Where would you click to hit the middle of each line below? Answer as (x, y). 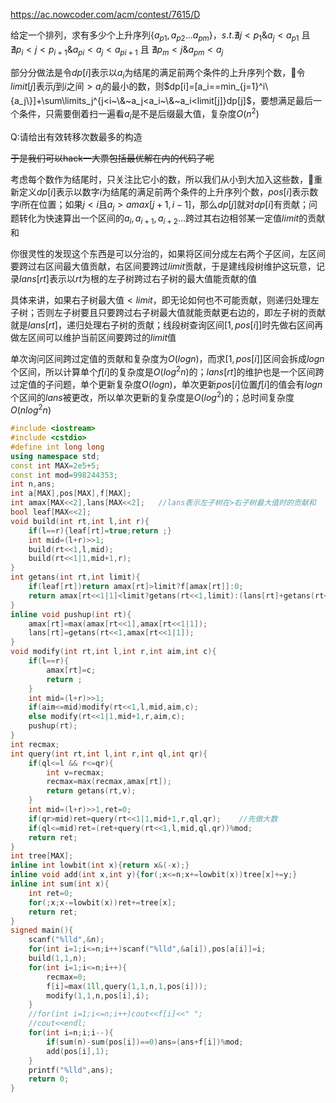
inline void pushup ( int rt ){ (71, 614)
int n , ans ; (33, 484)
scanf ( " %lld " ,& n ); (66, 940)
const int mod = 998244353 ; (64, 475)
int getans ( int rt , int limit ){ (75, 577)
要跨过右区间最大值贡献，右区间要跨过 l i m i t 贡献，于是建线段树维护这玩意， (163, 266)
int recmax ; (35, 744)
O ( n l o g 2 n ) (31, 409)
